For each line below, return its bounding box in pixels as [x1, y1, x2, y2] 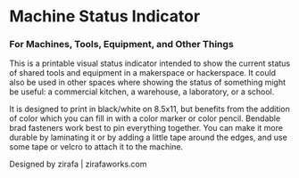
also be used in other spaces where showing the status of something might [9, 77, 287, 88]
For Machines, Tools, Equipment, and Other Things [9, 38, 234, 51]
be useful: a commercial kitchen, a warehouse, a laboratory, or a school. [9, 86, 275, 97]
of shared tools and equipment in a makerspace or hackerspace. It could [9, 68, 277, 78]
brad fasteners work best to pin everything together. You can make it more [9, 123, 284, 133]
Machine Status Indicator [9, 6, 201, 27]
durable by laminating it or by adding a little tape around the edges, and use [9, 132, 287, 143]
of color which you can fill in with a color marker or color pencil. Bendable [9, 113, 281, 124]
